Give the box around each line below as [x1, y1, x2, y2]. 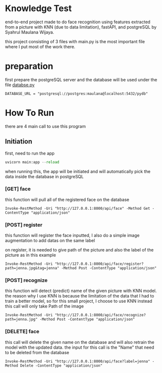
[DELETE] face [5, 328, 40, 335]
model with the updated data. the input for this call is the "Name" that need [5, 344, 154, 350]
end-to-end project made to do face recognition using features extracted [5, 19, 151, 25]
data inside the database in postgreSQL [5, 173, 84, 179]
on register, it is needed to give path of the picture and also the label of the [5, 247, 154, 253]
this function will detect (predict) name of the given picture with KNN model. [5, 288, 157, 294]
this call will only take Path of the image [5, 303, 84, 309]
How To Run [5, 108, 54, 119]
